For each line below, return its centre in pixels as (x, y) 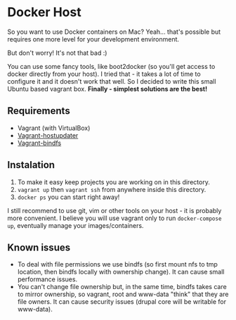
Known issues (39, 247)
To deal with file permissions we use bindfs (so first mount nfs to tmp (117, 264)
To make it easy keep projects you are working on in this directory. (114, 182)
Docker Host (45, 12)
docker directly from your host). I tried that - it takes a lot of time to (104, 74)
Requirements (39, 111)
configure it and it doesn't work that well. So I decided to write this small (112, 81)
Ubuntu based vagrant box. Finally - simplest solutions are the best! (107, 89)
